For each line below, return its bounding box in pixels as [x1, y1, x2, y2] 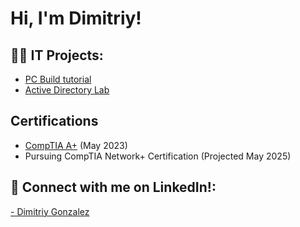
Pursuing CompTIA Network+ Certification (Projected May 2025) [24, 150, 292, 162]
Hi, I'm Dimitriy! [10, 7, 142, 30]
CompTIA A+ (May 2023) [24, 139, 128, 151]
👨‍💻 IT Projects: [10, 47, 104, 64]
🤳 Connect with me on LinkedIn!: [10, 179, 217, 196]
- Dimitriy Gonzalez [10, 205, 90, 217]
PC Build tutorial [24, 73, 92, 85]
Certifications [10, 113, 99, 130]
